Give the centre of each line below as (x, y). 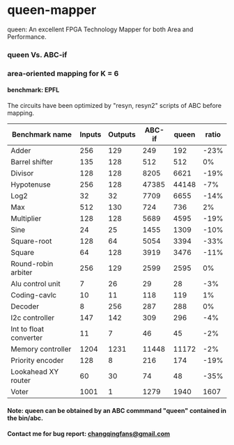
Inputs (91, 134)
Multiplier (26, 218)
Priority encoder (37, 360)
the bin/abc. (25, 418)
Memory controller (41, 349)
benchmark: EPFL (33, 90)
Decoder (25, 306)
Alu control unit (36, 283)
